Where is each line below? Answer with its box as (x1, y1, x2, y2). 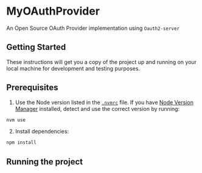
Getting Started (6, 42, 66, 52)
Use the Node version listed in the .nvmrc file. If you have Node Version (15, 99, 193, 106)
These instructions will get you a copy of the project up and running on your (6, 58, 197, 65)
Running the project (6, 157, 83, 167)
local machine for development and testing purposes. (6, 65, 141, 72)
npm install (6, 139, 37, 146)
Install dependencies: (15, 128, 69, 135)
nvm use (6, 117, 26, 123)
